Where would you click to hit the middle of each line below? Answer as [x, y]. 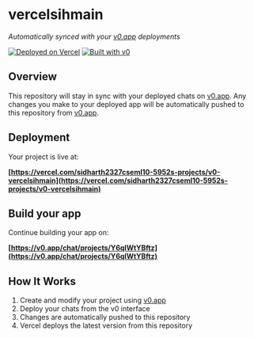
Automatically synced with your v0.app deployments [94, 36]
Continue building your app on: [59, 233]
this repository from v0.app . [53, 112]
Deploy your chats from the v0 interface [85, 309]
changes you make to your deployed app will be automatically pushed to [126, 104]
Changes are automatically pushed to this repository [105, 317]
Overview [33, 77]
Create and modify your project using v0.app [93, 300]
